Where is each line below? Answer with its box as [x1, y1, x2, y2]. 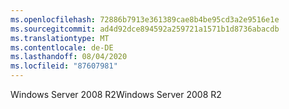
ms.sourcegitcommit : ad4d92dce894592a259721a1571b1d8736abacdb [10, 24, 280, 34]
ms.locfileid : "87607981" [10, 61, 118, 71]
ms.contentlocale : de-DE [10, 42, 114, 53]
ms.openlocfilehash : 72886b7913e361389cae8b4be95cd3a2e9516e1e [10, 14, 280, 25]
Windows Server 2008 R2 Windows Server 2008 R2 [10, 89, 222, 100]
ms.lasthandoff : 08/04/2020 [10, 52, 128, 62]
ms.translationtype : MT [10, 33, 110, 43]
